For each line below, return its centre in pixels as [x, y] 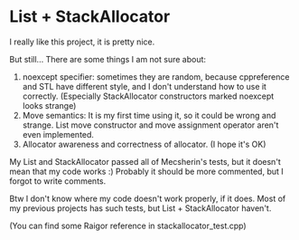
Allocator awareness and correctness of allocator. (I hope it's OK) [144, 144]
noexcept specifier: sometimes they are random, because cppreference [156, 77]
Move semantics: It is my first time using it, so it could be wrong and [149, 115]
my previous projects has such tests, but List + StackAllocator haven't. [140, 208]
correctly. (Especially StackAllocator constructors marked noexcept [148, 96]
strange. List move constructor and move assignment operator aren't [150, 125]
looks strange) [49, 105]
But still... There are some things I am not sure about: [107, 59]
